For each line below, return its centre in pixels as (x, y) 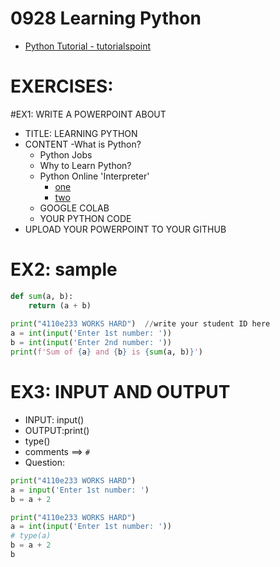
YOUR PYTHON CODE (85, 218)
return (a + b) (60, 305)
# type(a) (31, 536)
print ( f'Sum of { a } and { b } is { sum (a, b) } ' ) (106, 352)
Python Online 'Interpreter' (94, 176)
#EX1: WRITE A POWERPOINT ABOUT (88, 114)
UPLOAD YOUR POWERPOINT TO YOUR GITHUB (125, 229)
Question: (45, 462)
